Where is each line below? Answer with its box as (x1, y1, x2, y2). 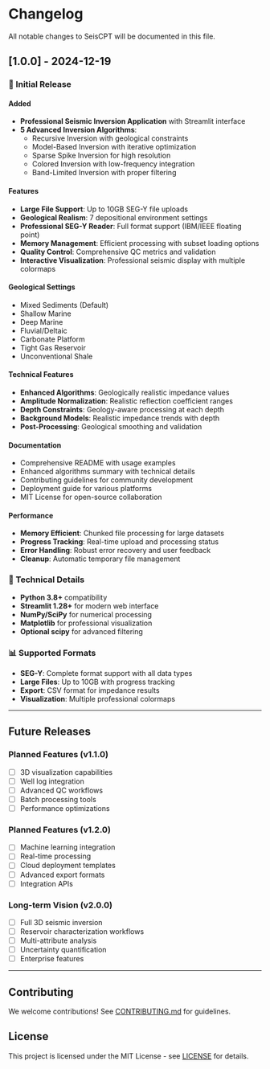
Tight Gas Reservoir (19, 342, 86, 352)
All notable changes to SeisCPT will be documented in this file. (8, 31, 215, 41)
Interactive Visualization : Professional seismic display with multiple (19, 255, 246, 265)
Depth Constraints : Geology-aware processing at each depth (19, 405, 225, 415)
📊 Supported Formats (8, 647, 96, 658)
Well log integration (19, 776, 84, 786)
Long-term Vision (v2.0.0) (8, 899, 112, 911)
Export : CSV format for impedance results (19, 686, 160, 695)
